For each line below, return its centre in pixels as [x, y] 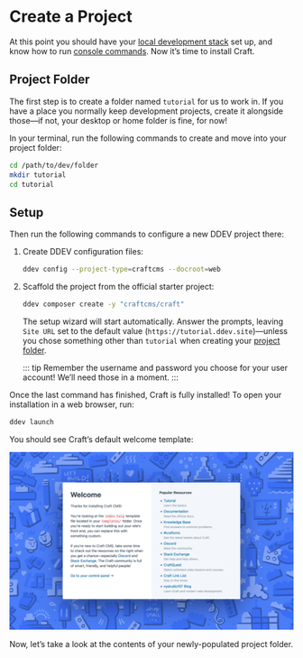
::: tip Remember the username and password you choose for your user [155, 367]
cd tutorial [32, 184]
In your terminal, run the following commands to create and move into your [148, 138]
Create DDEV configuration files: [83, 252]
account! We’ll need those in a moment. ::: [100, 377]
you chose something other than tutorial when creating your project [151, 340]
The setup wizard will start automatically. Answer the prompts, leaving [153, 321]
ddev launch [32, 422]
